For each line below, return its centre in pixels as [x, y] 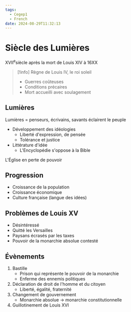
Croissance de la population [41, 187]
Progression [24, 175]
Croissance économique [37, 192]
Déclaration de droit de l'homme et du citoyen [59, 284]
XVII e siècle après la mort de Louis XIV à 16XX [51, 62]
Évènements [25, 256]
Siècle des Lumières [47, 48]
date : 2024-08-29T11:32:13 [33, 23]
